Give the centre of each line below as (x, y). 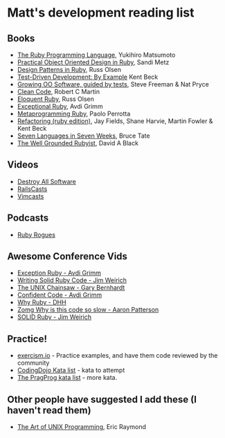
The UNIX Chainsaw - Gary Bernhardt (71, 288)
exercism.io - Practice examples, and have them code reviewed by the (117, 356)
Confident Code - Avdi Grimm (60, 295)
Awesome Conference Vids (67, 256)
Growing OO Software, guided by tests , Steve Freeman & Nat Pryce (113, 84)
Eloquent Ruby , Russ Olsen (56, 99)
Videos (23, 165)
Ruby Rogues (36, 235)
